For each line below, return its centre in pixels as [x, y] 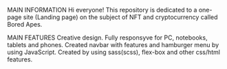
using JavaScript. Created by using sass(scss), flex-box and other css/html [113, 52]
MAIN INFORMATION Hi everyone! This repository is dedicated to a [102, 10]
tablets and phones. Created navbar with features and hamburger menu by [113, 45]
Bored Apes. [25, 24]
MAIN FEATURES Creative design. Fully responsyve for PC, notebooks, [107, 38]
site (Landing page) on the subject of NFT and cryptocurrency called [120, 17]
